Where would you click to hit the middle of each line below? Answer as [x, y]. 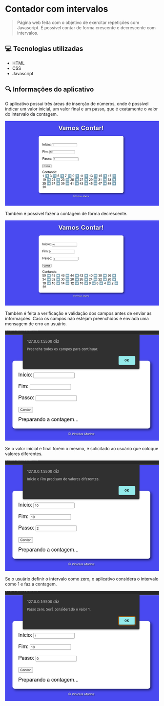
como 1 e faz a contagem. [31, 584]
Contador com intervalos [57, 9]
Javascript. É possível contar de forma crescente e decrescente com [86, 27]
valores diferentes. [24, 454]
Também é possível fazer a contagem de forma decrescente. [66, 214]
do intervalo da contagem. [31, 114]
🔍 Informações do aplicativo [50, 90]
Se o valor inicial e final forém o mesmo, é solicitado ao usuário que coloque [82, 449]
